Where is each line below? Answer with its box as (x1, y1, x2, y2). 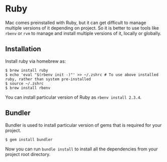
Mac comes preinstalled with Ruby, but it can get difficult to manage (5, 20, 146, 26)
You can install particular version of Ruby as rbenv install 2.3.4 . (5, 94, 142, 100)
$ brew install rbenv (5, 85, 51, 90)
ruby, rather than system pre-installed (5, 76, 92, 82)
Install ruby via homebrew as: (5, 58, 66, 64)
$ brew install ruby (5, 68, 49, 73)
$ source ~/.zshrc (5, 81, 44, 86)
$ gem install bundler (5, 137, 53, 142)
